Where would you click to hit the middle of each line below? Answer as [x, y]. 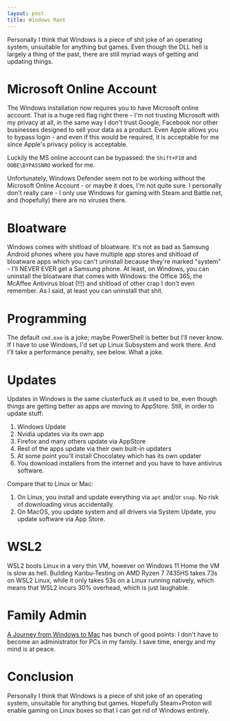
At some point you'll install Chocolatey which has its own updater [109, 456]
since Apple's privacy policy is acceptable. [68, 144]
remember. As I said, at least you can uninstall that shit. [85, 291]
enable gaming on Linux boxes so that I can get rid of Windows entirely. [108, 711]
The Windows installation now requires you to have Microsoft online [103, 108]
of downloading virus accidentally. [66, 505]
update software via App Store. [61, 519]
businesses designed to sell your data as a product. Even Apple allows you [113, 130]
